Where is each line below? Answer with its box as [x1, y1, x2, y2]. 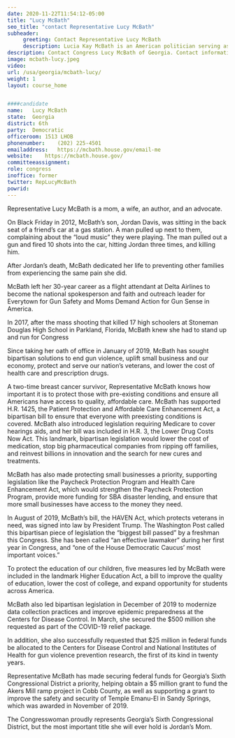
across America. [7, 586, 55, 595]
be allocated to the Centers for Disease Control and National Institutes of [7, 643, 217, 651]
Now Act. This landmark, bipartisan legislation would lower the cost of [7, 434, 209, 443]
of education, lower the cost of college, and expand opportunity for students [7, 579, 228, 588]
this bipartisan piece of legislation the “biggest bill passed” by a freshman [7, 528, 220, 537]
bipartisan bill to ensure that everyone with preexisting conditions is [7, 412, 202, 420]
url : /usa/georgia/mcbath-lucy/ [7, 69, 101, 76]
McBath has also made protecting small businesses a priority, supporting [7, 470, 218, 478]
